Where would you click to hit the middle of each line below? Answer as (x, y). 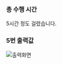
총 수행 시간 (22, 9)
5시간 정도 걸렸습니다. (32, 24)
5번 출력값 (20, 41)
